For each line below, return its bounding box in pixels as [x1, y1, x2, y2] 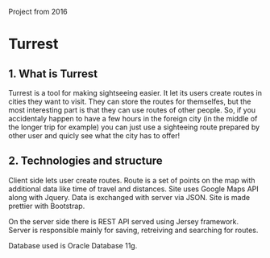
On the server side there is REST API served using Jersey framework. [8, 216, 239, 226]
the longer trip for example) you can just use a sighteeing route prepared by [8, 122, 260, 132]
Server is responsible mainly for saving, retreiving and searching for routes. [8, 225, 259, 235]
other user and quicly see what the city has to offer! [8, 131, 181, 140]
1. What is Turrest [8, 67, 98, 80]
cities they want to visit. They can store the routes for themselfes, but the [8, 96, 251, 106]
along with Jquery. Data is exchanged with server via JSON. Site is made [8, 192, 251, 202]
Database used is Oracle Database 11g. [8, 240, 138, 250]
